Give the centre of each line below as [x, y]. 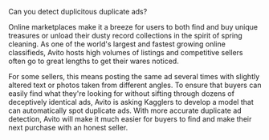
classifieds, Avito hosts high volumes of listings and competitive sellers [126, 52]
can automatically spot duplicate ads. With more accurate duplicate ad [125, 110]
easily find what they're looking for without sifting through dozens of [122, 94]
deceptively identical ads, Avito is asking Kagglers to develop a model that [131, 102]
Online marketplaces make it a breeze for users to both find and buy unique [133, 27]
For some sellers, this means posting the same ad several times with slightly [134, 76]
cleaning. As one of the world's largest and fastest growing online [117, 44]
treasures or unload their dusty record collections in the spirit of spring [125, 36]
